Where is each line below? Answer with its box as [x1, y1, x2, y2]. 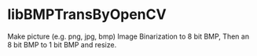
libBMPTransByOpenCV [7, 6, 167, 24]
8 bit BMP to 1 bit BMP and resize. [7, 39, 117, 49]
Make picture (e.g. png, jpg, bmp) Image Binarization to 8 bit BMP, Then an [7, 32, 249, 41]
